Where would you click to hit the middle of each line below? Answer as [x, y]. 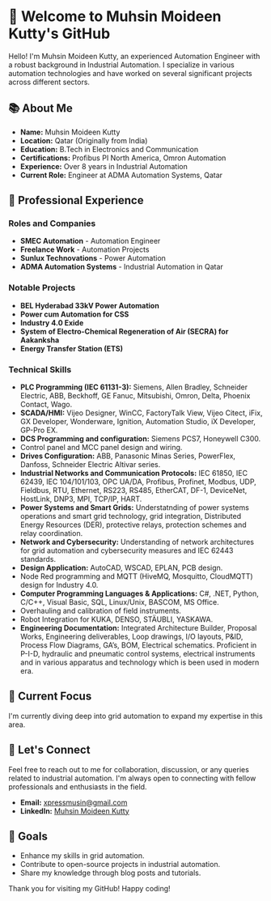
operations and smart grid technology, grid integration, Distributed [130, 516]
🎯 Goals [28, 837]
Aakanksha [40, 340]
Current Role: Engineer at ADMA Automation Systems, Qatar [121, 175]
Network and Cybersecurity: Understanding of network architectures [137, 542]
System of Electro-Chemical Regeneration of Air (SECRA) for [124, 331]
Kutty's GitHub [59, 34]
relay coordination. [51, 533]
